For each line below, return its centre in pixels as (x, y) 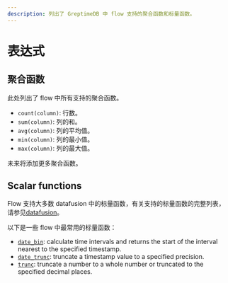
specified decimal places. (55, 272)
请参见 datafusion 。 (35, 212)
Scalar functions (45, 186)
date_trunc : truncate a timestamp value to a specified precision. (111, 257)
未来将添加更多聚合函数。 (45, 163)
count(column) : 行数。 (49, 112)
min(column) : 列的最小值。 (56, 139)
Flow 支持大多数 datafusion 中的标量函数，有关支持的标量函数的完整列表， (116, 204)
